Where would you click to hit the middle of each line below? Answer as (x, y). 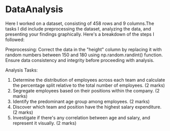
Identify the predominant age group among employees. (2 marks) (81, 101)
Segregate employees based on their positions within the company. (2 (86, 90)
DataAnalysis (34, 9)
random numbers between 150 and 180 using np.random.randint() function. (84, 55)
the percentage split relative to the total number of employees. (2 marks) (89, 85)
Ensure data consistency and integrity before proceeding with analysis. (80, 60)
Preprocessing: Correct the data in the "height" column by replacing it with (83, 49)
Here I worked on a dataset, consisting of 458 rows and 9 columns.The (80, 23)
